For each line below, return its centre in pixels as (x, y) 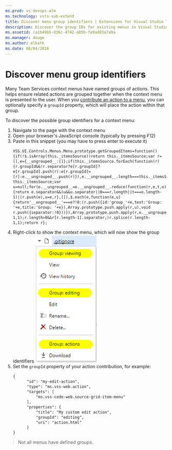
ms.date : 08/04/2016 (27, 49)
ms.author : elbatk (25, 43)
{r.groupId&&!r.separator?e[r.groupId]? (56, 166)
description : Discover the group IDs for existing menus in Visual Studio (87, 27)
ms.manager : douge (25, 38)
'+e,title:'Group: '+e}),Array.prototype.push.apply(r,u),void (82, 207)
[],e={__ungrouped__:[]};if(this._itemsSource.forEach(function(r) (86, 161)
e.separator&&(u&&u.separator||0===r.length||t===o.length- (97, 192)
